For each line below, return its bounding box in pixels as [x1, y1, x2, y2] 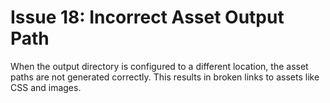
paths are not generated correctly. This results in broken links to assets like [10, 71, 320, 83]
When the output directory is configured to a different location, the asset [10, 60, 309, 72]
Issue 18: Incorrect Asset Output [10, 6, 285, 29]
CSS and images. [10, 81, 82, 93]
